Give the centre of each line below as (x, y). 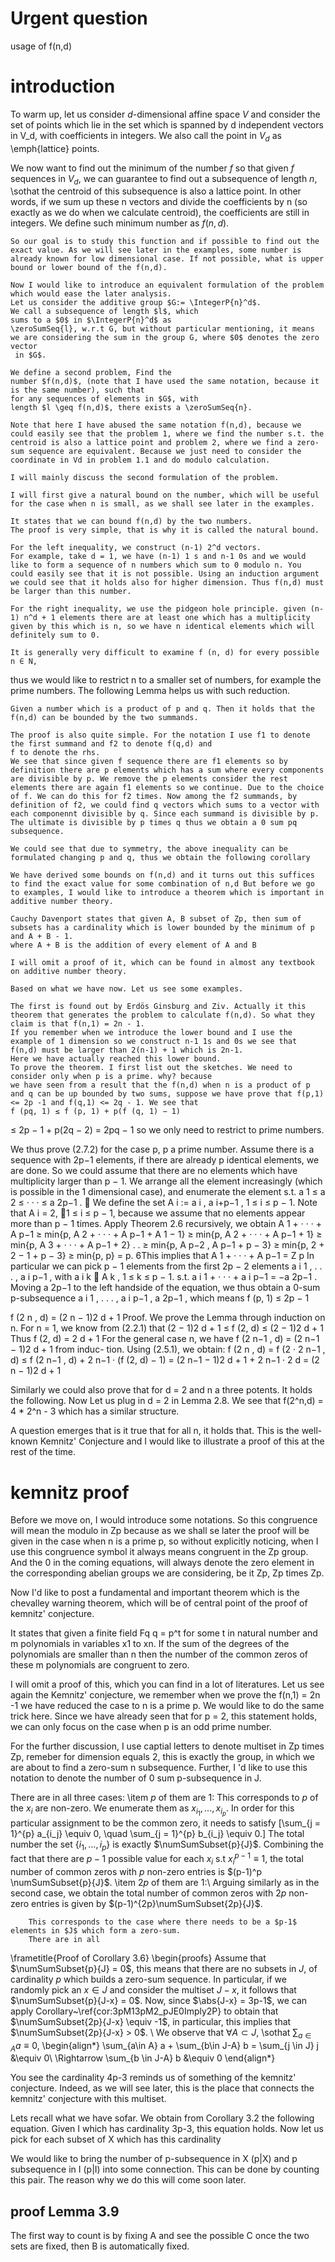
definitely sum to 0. (55, 635)
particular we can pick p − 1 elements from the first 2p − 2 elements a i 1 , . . (166, 1266)
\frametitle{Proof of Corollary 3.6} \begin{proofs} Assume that (138, 1958)
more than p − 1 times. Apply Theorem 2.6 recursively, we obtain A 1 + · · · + (166, 1224)
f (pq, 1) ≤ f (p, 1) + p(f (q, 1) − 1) (96, 1112)
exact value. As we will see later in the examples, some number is (156, 250)
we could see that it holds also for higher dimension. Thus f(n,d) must (167, 583)
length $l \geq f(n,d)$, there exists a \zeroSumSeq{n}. (131, 408)
